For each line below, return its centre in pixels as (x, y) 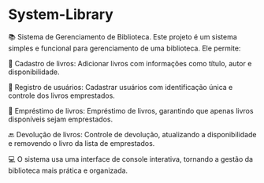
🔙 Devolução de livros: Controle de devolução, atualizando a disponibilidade (132, 134)
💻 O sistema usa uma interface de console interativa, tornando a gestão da (131, 159)
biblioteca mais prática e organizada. (68, 170)
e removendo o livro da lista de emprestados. (82, 143)
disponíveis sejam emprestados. (60, 119)
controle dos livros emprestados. (62, 95)
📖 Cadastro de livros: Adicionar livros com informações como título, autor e (130, 63)
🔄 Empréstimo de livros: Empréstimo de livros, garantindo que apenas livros (131, 110)
